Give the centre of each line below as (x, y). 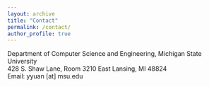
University (22, 62)
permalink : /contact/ (39, 27)
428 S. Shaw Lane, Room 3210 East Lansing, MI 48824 (87, 69)
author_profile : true (39, 34)
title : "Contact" (33, 21)
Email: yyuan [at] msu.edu (45, 76)
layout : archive (31, 14)
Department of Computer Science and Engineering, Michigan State (105, 54)
